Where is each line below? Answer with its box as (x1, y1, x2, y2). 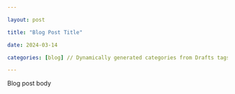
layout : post (7, 16, 45, 23)
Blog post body (7, 79, 51, 88)
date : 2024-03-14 (7, 41, 58, 49)
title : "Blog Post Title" (7, 29, 83, 36)
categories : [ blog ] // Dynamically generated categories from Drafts (7, 54, 215, 61)
